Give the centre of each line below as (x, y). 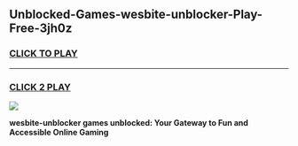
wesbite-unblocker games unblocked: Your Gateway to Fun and (129, 122)
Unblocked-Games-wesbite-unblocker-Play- (136, 15)
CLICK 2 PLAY (40, 87)
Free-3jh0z (41, 29)
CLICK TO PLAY (43, 54)
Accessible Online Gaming (59, 132)
